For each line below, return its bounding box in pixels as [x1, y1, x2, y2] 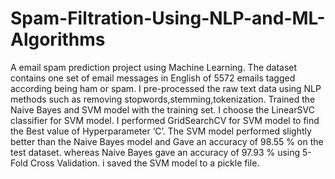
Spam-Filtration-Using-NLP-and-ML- [10, 7, 326, 30]
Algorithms [10, 28, 106, 51]
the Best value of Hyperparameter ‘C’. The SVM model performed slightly [10, 125, 312, 137]
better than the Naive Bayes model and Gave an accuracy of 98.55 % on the [10, 135, 324, 147]
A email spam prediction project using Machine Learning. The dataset [10, 61, 298, 73]
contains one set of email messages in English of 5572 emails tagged [10, 72, 296, 84]
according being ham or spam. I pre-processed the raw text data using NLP [10, 82, 322, 94]
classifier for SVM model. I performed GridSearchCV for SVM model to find [10, 114, 320, 126]
